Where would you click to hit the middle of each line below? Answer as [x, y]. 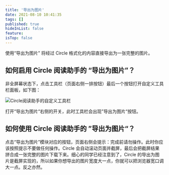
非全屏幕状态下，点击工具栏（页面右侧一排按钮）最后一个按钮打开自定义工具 [84, 83]
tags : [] [14, 19]
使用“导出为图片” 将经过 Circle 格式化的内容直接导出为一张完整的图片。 [79, 53]
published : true [22, 24]
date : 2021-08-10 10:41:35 [33, 15]
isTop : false [19, 38]
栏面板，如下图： [23, 90]
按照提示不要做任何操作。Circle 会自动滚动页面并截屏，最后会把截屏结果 [84, 148]
